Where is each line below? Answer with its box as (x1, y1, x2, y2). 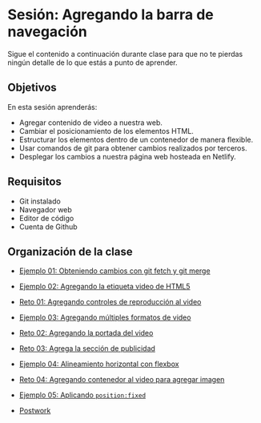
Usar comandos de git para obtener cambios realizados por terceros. (18, 143, 247, 153)
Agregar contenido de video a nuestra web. (18, 118, 163, 127)
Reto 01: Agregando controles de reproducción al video (18, 297, 202, 307)
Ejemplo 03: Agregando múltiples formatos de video (18, 312, 191, 322)
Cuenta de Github (18, 222, 78, 232)
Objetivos (7, 81, 57, 95)
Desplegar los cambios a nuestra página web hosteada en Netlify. (18, 151, 237, 161)
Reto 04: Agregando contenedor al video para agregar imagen (18, 375, 225, 385)
